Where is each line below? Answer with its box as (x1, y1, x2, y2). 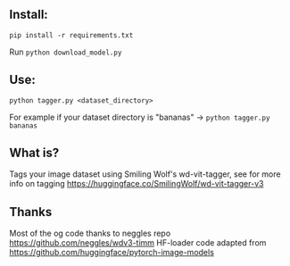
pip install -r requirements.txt (9, 30, 134, 39)
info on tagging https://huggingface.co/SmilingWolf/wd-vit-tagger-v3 (9, 179, 264, 189)
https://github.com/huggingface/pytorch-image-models (9, 247, 214, 258)
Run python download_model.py (9, 46, 122, 57)
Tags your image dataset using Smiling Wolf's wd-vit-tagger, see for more (9, 169, 281, 179)
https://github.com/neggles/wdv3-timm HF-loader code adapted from (9, 237, 267, 248)
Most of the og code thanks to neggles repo (9, 228, 171, 239)
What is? (9, 145, 60, 161)
